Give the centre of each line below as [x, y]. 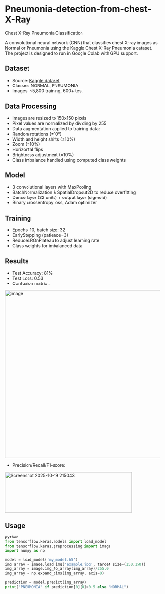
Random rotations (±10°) [37, 134]
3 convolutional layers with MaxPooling [52, 187]
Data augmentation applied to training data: [56, 128]
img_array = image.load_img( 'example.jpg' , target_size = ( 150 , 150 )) [76, 564]
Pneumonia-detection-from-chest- [78, 9]
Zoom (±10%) [26, 144]
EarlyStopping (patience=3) [40, 235]
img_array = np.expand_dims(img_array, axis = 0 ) [55, 573]
